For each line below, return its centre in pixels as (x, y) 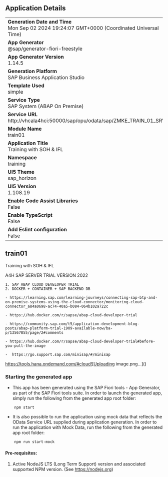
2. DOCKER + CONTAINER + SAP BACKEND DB (48, 289)
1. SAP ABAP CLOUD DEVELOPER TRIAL (42, 284)
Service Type (24, 100)
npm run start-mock (34, 442)
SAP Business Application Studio (46, 77)
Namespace (22, 157)
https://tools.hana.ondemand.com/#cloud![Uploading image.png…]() (76, 364)
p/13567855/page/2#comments (34, 332)
